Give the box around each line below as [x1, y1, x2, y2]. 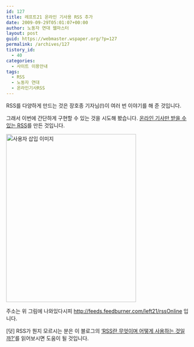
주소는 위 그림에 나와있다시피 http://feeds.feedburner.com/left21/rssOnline [6, 307, 183, 315]
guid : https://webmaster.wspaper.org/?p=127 [6, 36, 117, 42]
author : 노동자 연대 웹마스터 [6, 25, 70, 31]
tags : [6, 69, 19, 75]
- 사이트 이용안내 [11, 63, 48, 69]
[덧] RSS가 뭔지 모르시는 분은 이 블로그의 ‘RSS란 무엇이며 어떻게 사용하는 [6, 327, 174, 334]
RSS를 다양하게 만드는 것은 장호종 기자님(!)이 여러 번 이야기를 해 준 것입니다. [6, 102, 182, 109]
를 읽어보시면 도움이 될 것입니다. [14, 335, 89, 342]
